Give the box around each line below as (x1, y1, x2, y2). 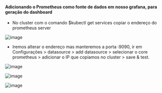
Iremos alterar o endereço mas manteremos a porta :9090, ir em (12, 44, 142, 50)
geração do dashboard (5, 9, 53, 15)
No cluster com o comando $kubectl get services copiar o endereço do (12, 20, 157, 26)
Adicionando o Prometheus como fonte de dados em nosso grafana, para (5, 4, 157, 10)
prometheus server (12, 25, 51, 31)
